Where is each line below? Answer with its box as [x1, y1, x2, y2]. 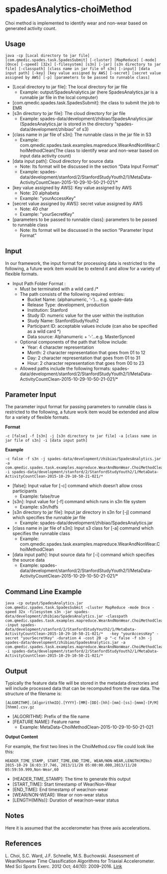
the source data [12, 557, 45, 563]
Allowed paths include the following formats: [19, 365, 111, 371]
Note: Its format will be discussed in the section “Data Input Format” [19, 163, 159, 169]
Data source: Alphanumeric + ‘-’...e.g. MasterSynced [27, 333, 135, 339]
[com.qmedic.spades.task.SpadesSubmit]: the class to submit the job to [12, 99, 160, 105]
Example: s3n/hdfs [19, 504, 59, 510]
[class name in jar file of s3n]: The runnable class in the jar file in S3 [12, 131, 152, 137]
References [5, 840, 42, 848]
